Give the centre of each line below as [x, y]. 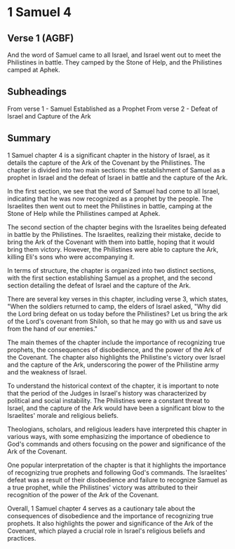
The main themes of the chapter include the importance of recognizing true [116, 342]
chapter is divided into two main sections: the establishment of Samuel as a [116, 170]
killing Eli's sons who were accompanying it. [71, 257]
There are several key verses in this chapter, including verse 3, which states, [118, 299]
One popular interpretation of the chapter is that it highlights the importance [117, 465]
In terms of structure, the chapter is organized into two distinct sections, [112, 270]
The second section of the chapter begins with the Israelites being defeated [117, 227]
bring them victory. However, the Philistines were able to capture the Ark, [113, 249]
